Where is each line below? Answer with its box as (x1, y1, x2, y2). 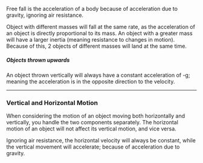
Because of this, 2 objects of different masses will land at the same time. (6, 42, 187, 50)
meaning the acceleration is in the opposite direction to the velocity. (6, 78, 175, 85)
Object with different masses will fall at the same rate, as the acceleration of (6, 24, 195, 30)
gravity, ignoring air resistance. (6, 11, 83, 19)
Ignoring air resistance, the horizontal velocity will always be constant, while (6, 137, 196, 144)
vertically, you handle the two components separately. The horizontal (6, 119, 178, 126)
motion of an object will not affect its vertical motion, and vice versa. (6, 125, 176, 132)
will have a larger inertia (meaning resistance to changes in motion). (6, 36, 175, 43)
